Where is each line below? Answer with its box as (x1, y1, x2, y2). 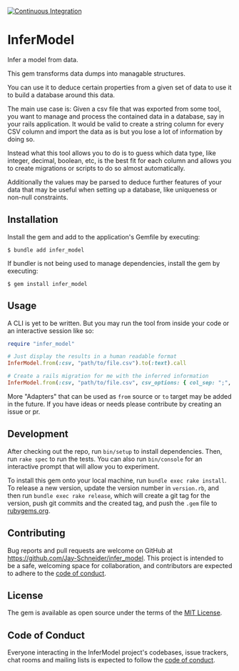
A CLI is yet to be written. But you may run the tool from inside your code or (7, 319, 230, 327)
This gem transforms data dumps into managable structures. (7, 69, 185, 78)
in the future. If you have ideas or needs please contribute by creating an (7, 399, 222, 408)
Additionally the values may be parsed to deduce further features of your (7, 177, 223, 186)
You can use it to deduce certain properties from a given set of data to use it (7, 83, 232, 91)
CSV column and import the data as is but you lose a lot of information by (7, 127, 223, 136)
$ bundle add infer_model (7, 247, 84, 254)
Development (7, 428, 69, 440)
